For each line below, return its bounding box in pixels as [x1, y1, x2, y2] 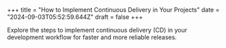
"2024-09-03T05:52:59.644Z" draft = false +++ [7, 13, 143, 21]
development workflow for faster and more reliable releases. [7, 33, 178, 41]
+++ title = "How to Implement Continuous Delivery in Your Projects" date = [7, 6, 220, 14]
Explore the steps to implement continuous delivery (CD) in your [7, 26, 188, 34]
